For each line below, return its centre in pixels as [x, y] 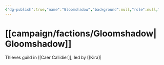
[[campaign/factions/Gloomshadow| [81, 33]
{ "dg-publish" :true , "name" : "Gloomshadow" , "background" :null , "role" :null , [82, 9]
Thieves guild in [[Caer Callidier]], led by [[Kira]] [53, 57]
